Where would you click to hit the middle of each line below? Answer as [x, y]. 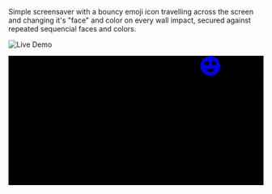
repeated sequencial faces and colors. [72, 29]
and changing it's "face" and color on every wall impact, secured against [130, 20]
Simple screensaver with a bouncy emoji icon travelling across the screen [131, 12]
